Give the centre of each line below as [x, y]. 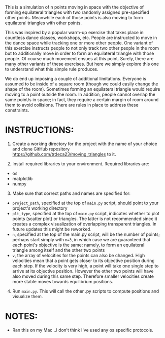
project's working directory [40, 208]
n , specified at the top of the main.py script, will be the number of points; [86, 234]
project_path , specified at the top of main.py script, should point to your [85, 203]
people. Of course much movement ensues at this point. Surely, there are [79, 58]
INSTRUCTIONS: [39, 130]
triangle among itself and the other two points [58, 250]
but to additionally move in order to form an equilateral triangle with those [80, 53]
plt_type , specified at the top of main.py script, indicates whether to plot [86, 213]
